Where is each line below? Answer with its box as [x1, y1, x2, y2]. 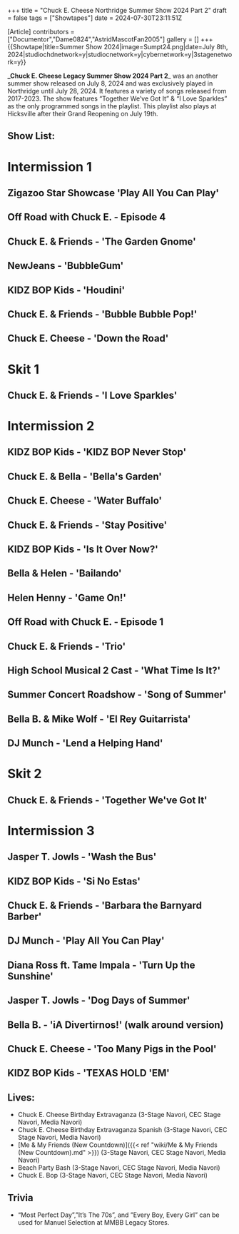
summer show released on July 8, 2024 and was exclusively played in [7, 79, 213, 88]
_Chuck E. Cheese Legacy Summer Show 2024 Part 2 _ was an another [7, 71, 218, 80]
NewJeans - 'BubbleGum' [7, 260, 124, 272]
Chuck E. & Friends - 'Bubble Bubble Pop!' [7, 308, 198, 320]
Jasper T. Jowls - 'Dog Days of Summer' [7, 994, 190, 1006]
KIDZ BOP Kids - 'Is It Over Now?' [7, 544, 158, 556]
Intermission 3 [7, 822, 95, 839]
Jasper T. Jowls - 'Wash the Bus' [7, 851, 157, 863]
